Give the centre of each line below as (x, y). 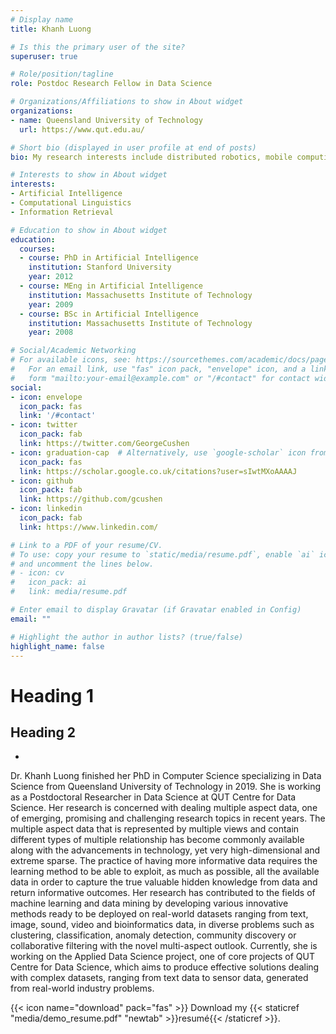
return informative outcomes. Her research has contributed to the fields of (163, 893)
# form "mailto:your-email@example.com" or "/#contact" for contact (160, 378)
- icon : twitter (44, 425)
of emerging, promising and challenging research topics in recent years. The (168, 818)
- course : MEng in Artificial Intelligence (111, 286)
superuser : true (44, 56)
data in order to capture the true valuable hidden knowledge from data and (164, 882)
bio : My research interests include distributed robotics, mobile (151, 157)
